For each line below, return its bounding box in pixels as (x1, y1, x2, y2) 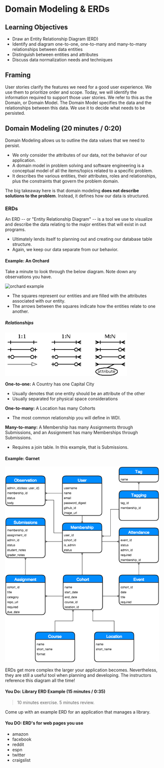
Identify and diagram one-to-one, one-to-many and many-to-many (12, 41, 147, 47)
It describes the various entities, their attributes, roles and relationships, (12, 173, 157, 179)
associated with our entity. (12, 298, 66, 304)
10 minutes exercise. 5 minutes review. (17, 699, 95, 705)
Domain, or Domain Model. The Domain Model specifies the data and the (5, 100, 152, 105)
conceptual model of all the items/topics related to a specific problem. (12, 168, 153, 174)
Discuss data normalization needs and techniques (12, 57, 113, 62)
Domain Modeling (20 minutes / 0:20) (5, 124, 122, 133)
